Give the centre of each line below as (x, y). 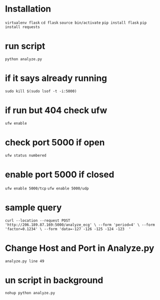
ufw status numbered (26, 155)
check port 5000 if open (55, 142)
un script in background (54, 280)
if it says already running (56, 78)
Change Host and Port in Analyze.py (80, 248)
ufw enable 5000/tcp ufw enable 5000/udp (47, 188)
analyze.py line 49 (25, 261)
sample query (33, 207)
